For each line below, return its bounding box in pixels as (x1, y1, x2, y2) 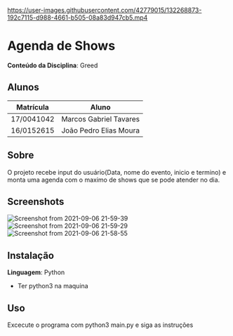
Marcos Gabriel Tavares (61, 114, 140, 123)
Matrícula (16, 102, 49, 112)
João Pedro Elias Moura (61, 126, 140, 135)
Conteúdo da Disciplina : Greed (7, 61, 98, 69)
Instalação (7, 249, 55, 262)
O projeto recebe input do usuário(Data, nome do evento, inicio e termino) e (7, 168, 227, 176)
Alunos (7, 81, 40, 93)
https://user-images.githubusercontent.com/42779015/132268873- (7, 6, 202, 14)
